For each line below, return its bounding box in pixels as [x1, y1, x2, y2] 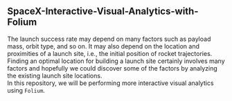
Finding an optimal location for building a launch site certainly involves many [7, 57, 225, 65]
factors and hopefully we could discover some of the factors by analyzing [7, 64, 218, 72]
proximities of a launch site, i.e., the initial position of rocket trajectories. [7, 49, 213, 57]
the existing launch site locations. [7, 71, 102, 80]
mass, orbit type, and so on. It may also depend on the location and [7, 42, 199, 50]
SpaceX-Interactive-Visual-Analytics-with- [7, 6, 199, 17]
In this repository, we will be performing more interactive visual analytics [7, 79, 214, 87]
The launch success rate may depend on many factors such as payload [7, 35, 211, 43]
